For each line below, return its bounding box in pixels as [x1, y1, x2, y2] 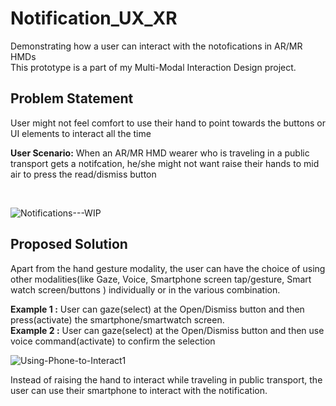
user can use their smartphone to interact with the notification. [10, 384, 268, 396]
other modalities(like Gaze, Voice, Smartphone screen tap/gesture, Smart [10, 273, 312, 285]
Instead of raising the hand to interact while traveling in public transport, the [10, 373, 323, 386]
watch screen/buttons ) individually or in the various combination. [10, 283, 281, 296]
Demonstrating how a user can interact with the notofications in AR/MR [10, 40, 303, 52]
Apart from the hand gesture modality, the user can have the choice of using [10, 262, 326, 274]
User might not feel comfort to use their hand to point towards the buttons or [10, 117, 326, 129]
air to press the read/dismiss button [10, 168, 157, 180]
